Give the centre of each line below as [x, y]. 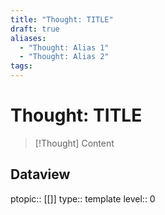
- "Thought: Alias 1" [64, 47]
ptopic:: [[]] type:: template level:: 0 [83, 198]
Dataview [40, 174]
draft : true [35, 29]
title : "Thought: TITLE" [62, 19]
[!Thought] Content [74, 143]
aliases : [28, 38]
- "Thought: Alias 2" [64, 57]
